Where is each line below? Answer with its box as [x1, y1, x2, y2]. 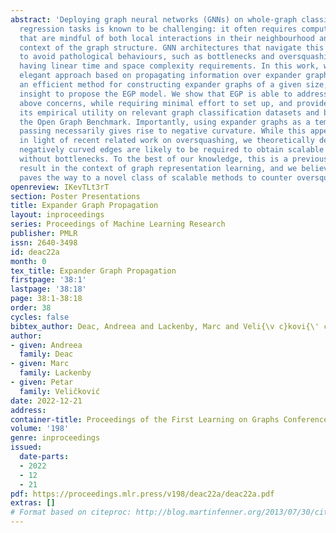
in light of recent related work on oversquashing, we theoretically [19, 136, 315, 146]
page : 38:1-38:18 [10, 294, 83, 304]
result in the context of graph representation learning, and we [19, 163, 298, 173]
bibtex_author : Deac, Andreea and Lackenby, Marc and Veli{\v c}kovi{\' [10, 321, 320, 331]
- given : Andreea [10, 340, 83, 350]
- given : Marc [10, 359, 70, 369]
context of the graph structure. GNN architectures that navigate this [19, 42, 325, 53]
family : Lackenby [19, 368, 92, 378]
